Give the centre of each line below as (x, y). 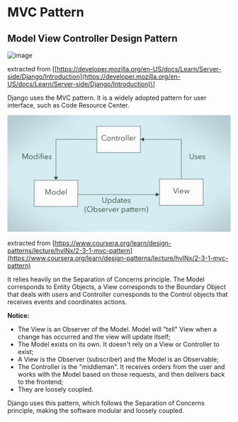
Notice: (18, 315)
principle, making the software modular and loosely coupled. (96, 410)
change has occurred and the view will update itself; (94, 336)
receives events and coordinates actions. (67, 302)
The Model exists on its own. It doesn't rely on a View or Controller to (118, 344)
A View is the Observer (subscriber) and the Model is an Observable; (118, 359)
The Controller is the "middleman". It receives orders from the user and (121, 367)
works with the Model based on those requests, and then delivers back (121, 374)
